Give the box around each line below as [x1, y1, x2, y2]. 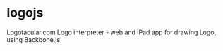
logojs [6, 5, 44, 21]
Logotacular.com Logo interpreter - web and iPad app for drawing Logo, [6, 28, 217, 36]
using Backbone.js [6, 35, 61, 43]
